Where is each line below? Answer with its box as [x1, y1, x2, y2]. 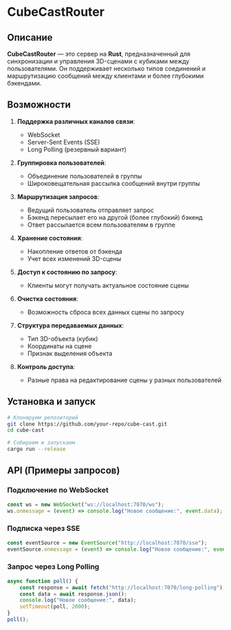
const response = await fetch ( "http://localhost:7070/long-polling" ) [19, 584, 223, 591]
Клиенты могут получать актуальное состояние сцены [27, 281, 189, 289]
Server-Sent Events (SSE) [27, 138, 100, 146]
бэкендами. [7, 79, 42, 87]
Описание [7, 32, 53, 43]
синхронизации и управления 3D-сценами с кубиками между [7, 57, 190, 65]
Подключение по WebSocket [7, 485, 109, 495]
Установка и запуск [7, 396, 96, 408]
